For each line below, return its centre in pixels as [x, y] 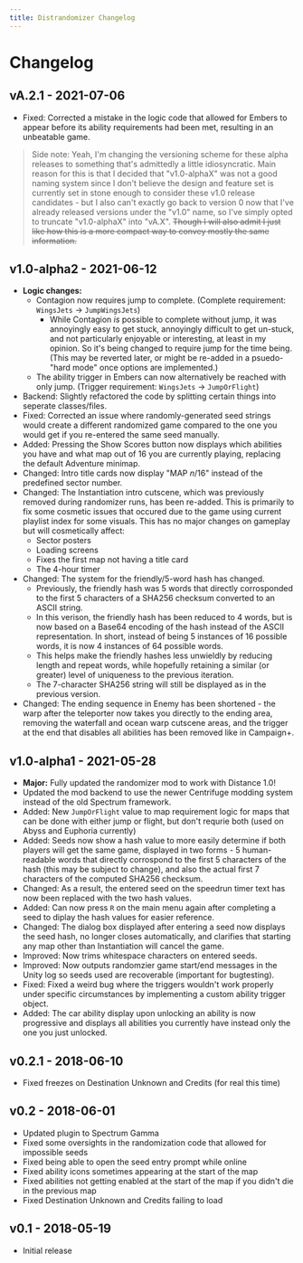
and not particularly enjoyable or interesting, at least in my [158, 339]
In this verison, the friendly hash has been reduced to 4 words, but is [164, 617]
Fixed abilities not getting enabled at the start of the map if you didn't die [158, 1181]
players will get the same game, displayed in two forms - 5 [132, 850]
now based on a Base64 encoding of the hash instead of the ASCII [160, 627]
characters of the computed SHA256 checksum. [113, 879]
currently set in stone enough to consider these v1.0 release [143, 193]
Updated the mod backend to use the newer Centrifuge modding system [158, 793]
